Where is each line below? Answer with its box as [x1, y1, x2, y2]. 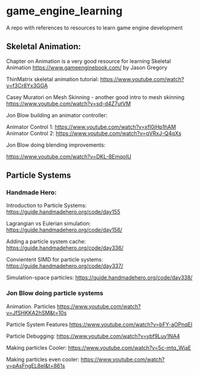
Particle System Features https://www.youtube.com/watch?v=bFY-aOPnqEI [6, 320, 193, 328]
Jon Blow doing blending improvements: [6, 141, 106, 148]
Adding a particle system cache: [6, 238, 86, 245]
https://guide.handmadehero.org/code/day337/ [6, 263, 123, 270]
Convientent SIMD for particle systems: [6, 256, 104, 263]
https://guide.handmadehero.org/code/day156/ [6, 227, 123, 234]
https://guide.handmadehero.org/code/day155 [6, 209, 120, 216]
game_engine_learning [6, 4, 123, 18]
